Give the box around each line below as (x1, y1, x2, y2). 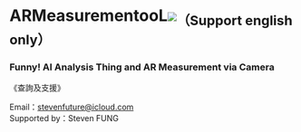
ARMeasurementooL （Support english (9, 5, 293, 29)
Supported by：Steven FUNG (9, 113, 120, 124)
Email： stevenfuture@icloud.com (9, 101, 134, 113)
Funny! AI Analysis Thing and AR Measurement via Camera (9, 61, 275, 73)
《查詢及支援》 (9, 82, 65, 93)
